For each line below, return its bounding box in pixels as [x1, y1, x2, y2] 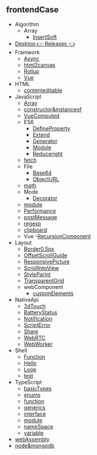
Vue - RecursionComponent [23, 232, 91, 239]
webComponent [23, 283, 64, 290]
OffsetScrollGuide [23, 251, 67, 259]
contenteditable [23, 87, 62, 94]
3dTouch [23, 302, 46, 309]
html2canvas [23, 61, 55, 68]
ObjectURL [32, 176, 60, 183]
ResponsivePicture [23, 258, 70, 265]
